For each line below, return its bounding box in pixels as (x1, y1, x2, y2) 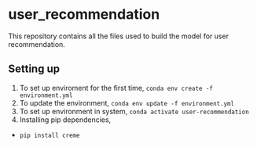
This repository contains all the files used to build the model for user (8, 31, 229, 41)
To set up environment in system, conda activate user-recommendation (19, 106, 249, 116)
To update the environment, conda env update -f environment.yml (19, 98, 234, 107)
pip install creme (19, 131, 80, 139)
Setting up (8, 63, 61, 76)
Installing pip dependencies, (19, 115, 112, 124)
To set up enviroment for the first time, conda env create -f (19, 83, 214, 92)
